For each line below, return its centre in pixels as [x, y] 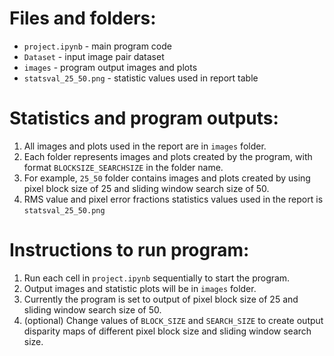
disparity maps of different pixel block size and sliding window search [167, 331]
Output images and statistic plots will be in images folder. [140, 288]
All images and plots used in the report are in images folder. [145, 146]
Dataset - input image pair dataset [94, 56]
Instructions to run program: [129, 250]
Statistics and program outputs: [144, 118]
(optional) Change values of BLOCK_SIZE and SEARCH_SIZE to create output [173, 320]
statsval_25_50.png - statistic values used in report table [141, 78]
